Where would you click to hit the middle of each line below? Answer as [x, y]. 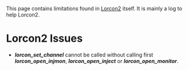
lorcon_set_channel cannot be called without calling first [84, 55]
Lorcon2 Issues [45, 39]
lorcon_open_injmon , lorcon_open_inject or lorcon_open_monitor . [96, 61]
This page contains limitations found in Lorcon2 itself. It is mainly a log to [94, 9]
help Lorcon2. [23, 15]
